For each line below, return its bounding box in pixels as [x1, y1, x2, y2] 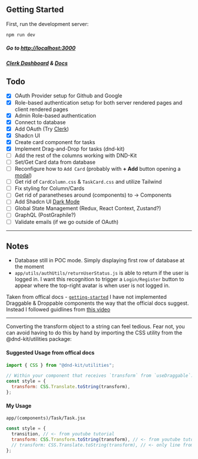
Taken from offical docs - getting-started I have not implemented [6, 294, 167, 301]
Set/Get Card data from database [14, 159, 96, 166]
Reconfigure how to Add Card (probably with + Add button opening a [14, 165, 181, 172]
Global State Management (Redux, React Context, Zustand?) [14, 205, 161, 212]
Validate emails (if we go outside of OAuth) [14, 218, 119, 225]
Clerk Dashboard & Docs [6, 59, 68, 67]
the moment [14, 263, 44, 271]
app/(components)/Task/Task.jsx [6, 415, 85, 421]
